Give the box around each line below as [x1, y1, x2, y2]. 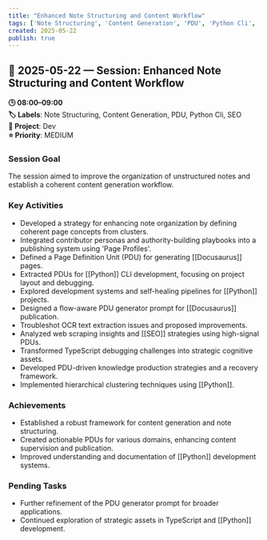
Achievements [8, 399, 66, 410]
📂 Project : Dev [8, 122, 56, 131]
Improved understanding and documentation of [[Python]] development [19, 451, 257, 461]
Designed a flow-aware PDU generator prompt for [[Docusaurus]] [19, 303, 237, 313]
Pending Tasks [8, 480, 67, 491]
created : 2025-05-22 [8, 26, 78, 34]
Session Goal [8, 153, 61, 164]
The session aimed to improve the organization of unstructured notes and [8, 171, 250, 181]
